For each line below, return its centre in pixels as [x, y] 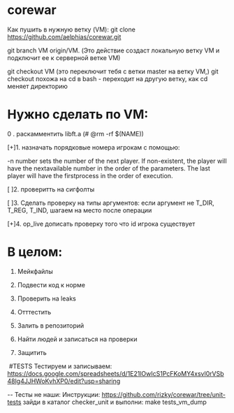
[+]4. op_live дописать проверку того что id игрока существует [101, 224]
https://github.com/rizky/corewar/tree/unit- [163, 394]
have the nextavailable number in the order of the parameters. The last [109, 168]
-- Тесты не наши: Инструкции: [54, 394]
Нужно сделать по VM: [78, 115]
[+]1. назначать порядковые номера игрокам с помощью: [94, 147]
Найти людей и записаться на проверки [77, 339]
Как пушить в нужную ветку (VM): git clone [72, 29]
